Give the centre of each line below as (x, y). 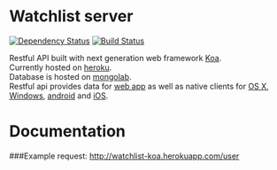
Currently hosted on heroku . (61, 67)
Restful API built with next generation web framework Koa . (115, 58)
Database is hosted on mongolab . (70, 76)
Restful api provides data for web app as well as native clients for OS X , (139, 86)
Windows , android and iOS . (59, 96)
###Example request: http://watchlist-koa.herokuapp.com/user (124, 156)
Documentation (68, 131)
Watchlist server (71, 16)
